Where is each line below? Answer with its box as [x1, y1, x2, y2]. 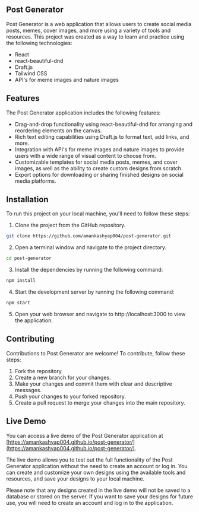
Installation [6, 195, 49, 205]
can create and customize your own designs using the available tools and [6, 469, 186, 476]
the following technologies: [6, 39, 72, 46]
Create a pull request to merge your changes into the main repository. [14, 399, 185, 406]
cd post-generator [6, 255, 52, 262]
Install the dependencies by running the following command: [14, 266, 163, 274]
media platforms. [14, 177, 56, 185]
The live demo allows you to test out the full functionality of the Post [6, 456, 173, 463]
